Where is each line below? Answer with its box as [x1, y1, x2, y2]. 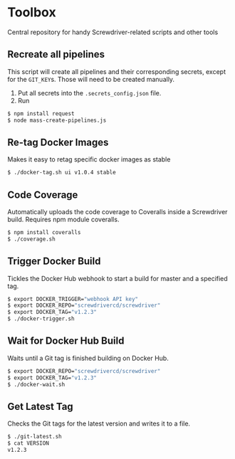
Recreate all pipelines [7, 48, 105, 60]
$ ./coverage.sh [7, 236, 56, 243]
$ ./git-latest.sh [7, 433, 62, 440]
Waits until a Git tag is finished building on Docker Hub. [7, 354, 169, 362]
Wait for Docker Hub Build [7, 335, 125, 347]
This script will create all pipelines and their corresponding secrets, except [7, 67, 226, 75]
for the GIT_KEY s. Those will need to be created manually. [7, 75, 175, 83]
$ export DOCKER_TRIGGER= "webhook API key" [7, 295, 139, 302]
